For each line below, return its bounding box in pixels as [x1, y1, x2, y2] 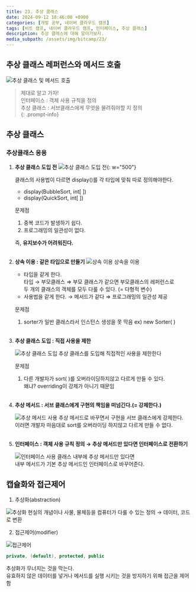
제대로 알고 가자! [20, 89, 59, 96]
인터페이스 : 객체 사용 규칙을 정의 [20, 96, 97, 104]
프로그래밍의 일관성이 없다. [23, 226, 86, 233]
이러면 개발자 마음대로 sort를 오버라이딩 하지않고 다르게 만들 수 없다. [14, 421, 173, 428]
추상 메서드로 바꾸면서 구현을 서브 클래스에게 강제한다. [58, 414, 184, 421]
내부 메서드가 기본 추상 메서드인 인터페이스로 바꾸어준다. [14, 460, 145, 467]
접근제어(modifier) [14, 529, 59, 536]
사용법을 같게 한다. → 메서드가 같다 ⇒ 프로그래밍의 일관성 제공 [23, 293, 168, 300]
